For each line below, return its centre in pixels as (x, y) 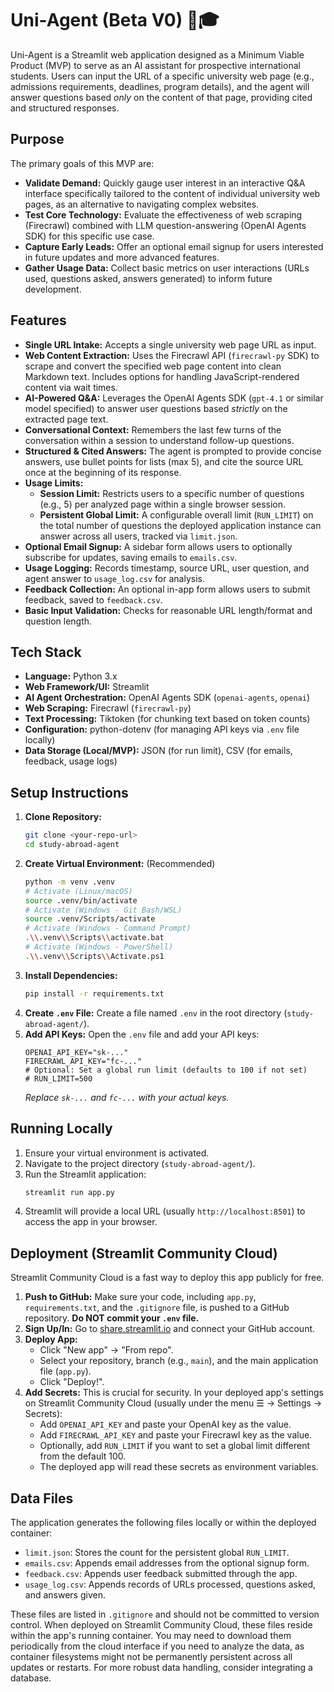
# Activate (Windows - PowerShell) (99, 947)
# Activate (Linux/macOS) (78, 891)
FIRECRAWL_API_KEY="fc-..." (83, 1061)
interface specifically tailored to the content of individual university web (172, 193)
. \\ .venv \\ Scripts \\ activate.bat (94, 938)
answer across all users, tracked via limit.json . (138, 536)
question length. (58, 621)
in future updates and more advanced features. (122, 257)
